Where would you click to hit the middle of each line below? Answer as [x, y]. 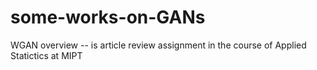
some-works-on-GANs [108, 17]
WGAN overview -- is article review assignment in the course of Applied [158, 45]
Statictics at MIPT [46, 55]
